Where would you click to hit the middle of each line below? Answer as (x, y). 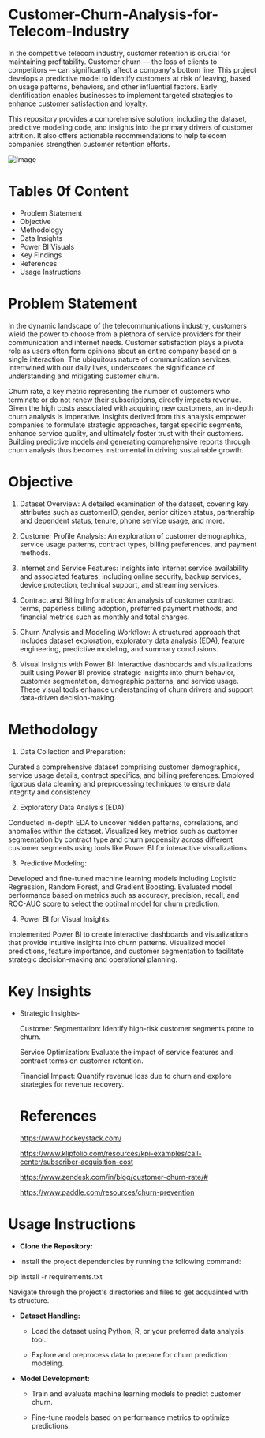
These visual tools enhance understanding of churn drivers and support (136, 689)
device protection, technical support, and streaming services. (119, 584)
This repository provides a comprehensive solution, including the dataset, (127, 118)
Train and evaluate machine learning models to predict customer (136, 1393)
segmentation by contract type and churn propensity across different (121, 839)
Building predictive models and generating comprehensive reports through (129, 441)
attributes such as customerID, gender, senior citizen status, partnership (137, 512)
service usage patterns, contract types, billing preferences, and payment (138, 544)
